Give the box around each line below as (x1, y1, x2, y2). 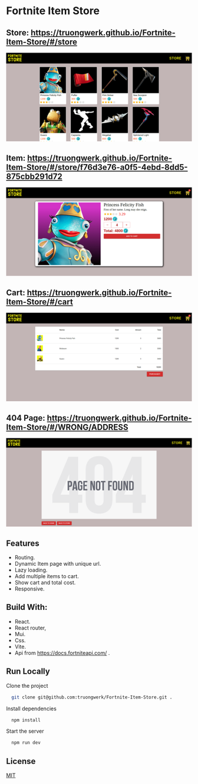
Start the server (6, 727, 44, 735)
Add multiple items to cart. (14, 573, 80, 579)
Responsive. (14, 585, 45, 592)
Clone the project (6, 682, 48, 689)
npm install (11, 717, 41, 723)
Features (6, 538, 39, 548)
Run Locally (6, 667, 50, 677)
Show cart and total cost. (14, 579, 76, 586)
